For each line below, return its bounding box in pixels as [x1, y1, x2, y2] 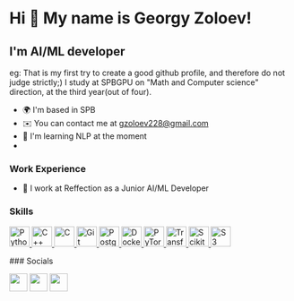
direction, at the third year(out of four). [9, 87, 152, 97]
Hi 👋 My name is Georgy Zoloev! [9, 8, 253, 29]
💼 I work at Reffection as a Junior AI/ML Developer [22, 183, 209, 193]
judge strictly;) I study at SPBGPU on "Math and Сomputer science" [9, 77, 259, 88]
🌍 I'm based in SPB [22, 105, 96, 115]
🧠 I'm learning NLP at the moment [22, 131, 148, 142]
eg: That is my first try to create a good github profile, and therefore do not [9, 67, 285, 78]
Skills [9, 205, 34, 218]
